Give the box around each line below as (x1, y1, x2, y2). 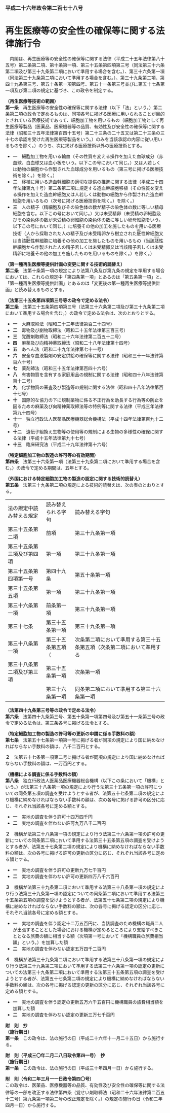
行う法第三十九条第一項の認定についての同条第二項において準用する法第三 (9, 890, 165, 896)
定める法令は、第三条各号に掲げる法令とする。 (14, 720, 112, 726)
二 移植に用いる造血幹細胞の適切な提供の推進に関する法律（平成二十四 (12, 179, 163, 185)
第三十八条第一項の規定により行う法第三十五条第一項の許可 (29, 784, 153, 790)
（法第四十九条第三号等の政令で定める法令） (5, 707, 99, 713)
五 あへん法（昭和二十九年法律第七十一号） (12, 346, 106, 352)
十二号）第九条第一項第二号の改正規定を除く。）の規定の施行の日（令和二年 (5, 1095, 163, 1102)
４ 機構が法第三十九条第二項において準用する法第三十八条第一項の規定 (5, 956, 156, 962)
